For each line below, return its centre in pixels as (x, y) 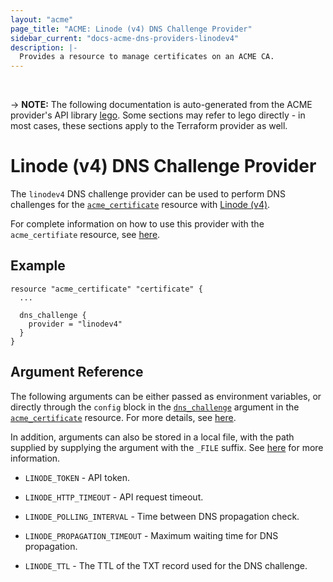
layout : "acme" (42, 19)
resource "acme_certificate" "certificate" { (106, 289)
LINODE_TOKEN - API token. (77, 477)
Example (38, 266)
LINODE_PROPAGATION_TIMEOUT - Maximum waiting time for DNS (151, 535)
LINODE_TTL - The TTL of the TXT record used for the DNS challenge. (166, 565)
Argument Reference (77, 372)
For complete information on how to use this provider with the (137, 224)
